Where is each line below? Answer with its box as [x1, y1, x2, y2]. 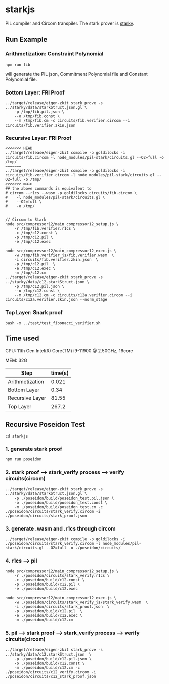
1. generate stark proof [5, 446, 62, 453]
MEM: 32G [5, 357, 28, 364]
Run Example [5, 35, 48, 44]
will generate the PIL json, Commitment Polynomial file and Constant [5, 71, 148, 77]
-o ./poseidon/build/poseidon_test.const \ [14, 500, 108, 505]
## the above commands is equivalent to [5, 186, 92, 191]
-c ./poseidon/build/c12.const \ [14, 578, 85, 583]
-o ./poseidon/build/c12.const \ [14, 661, 85, 666]
